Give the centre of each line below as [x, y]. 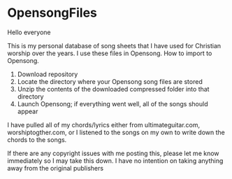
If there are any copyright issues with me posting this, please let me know [113, 153]
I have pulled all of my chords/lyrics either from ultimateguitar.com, [104, 124]
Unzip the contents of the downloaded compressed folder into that [113, 89]
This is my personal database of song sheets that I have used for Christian [114, 45]
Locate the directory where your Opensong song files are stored [110, 81]
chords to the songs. [37, 139]
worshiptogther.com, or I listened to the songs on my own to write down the [116, 132]
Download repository [48, 74]
